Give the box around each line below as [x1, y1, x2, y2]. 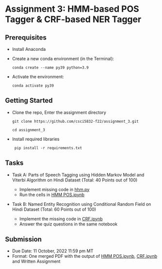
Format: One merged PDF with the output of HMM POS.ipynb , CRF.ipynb [12, 253, 158, 259]
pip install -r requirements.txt [14, 145, 82, 150]
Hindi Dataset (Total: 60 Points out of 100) [12, 206, 96, 212]
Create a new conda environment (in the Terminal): [12, 56, 114, 62]
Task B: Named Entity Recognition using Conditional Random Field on [12, 201, 151, 207]
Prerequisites [5, 33, 47, 42]
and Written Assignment [12, 258, 61, 265]
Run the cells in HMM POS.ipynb [19, 192, 85, 198]
